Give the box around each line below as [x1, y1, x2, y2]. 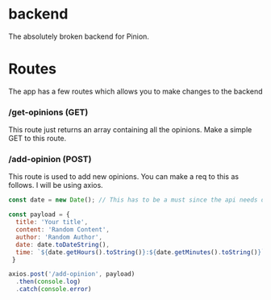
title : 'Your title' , [15, 219, 89, 227]
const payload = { [8, 210, 70, 219]
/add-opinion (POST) [8, 154, 92, 165]
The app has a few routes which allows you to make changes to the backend [8, 86, 263, 96]
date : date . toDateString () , [15, 240, 110, 248]
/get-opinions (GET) [8, 106, 89, 118]
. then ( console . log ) [15, 277, 81, 286]
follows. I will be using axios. [8, 181, 103, 190]
